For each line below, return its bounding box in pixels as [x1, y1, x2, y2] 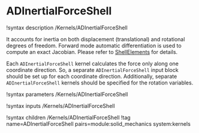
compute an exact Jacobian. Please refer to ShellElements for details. [6, 48, 178, 55]
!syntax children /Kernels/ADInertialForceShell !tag [6, 114, 131, 121]
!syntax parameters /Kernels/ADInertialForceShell [6, 90, 128, 98]
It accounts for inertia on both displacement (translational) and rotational [6, 35, 185, 43]
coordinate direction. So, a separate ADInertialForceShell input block [6, 66, 179, 73]
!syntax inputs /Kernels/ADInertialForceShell [6, 102, 115, 109]
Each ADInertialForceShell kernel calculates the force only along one [6, 60, 179, 67]
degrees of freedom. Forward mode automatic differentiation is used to [6, 42, 182, 49]
